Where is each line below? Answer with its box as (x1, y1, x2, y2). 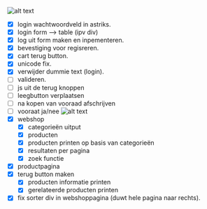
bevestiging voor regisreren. (17, 44, 99, 52)
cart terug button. (17, 52, 69, 60)
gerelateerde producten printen (27, 186, 119, 194)
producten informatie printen (27, 178, 111, 187)
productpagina (17, 162, 60, 171)
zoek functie (27, 154, 64, 163)
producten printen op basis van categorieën (27, 138, 155, 147)
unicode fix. (17, 59, 52, 68)
